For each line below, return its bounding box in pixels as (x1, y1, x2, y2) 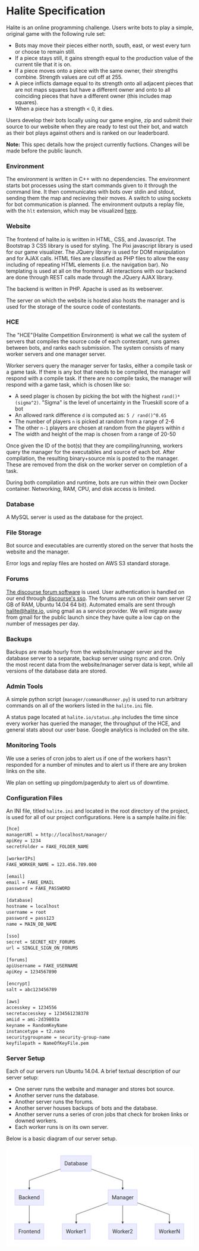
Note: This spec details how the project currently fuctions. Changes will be (6, 141, 190, 148)
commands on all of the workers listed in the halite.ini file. (6, 702, 153, 709)
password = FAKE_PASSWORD (6, 885, 70, 891)
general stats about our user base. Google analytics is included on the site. (6, 726, 189, 733)
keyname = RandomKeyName (6, 1022, 68, 1028)
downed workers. (14, 1117, 58, 1124)
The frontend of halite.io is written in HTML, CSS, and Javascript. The (6, 235, 176, 242)
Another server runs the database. (14, 1092, 99, 1099)
